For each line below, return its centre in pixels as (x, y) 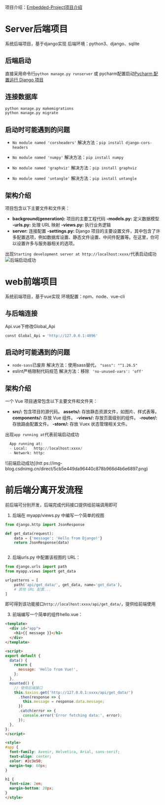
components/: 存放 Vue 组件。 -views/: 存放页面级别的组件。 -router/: (85, 418)
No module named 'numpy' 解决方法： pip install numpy (68, 158)
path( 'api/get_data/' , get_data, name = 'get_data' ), (68, 585)
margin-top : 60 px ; (29, 765)
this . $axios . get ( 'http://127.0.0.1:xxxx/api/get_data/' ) (74, 692)
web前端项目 (31, 282)
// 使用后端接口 (28, 688)
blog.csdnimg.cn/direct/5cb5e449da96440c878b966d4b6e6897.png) (77, 469)
